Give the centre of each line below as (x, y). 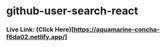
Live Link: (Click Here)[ (40, 30)
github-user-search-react (72, 11)
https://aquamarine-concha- (117, 30)
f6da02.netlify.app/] (37, 37)
